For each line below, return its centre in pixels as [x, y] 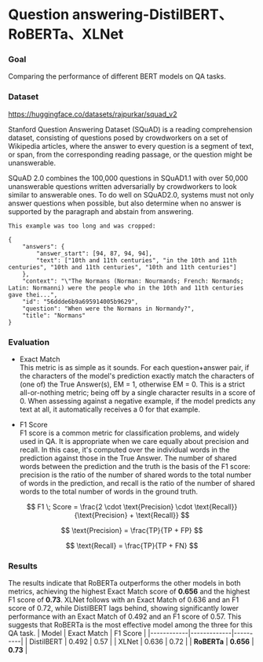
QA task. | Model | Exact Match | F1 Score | [77, 634]
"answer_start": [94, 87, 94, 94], [95, 253]
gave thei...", [33, 294]
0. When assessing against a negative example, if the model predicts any [137, 401]
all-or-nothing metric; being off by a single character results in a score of [137, 393]
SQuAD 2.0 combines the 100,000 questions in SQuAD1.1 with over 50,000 [128, 178]
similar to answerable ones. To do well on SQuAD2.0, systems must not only [131, 194]
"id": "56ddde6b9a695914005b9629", [80, 301]
